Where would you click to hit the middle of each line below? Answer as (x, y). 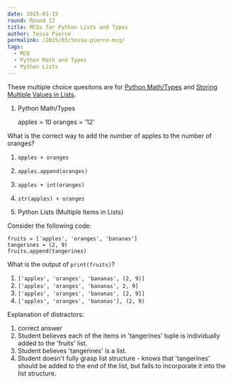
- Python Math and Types (50, 60)
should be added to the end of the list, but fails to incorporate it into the (121, 365)
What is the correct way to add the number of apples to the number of (110, 135)
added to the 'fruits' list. (52, 343)
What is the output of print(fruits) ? (61, 264)
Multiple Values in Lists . (42, 94)
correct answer (40, 328)
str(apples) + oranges (51, 199)
